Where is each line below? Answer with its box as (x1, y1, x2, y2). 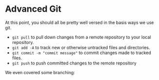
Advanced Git (5, 3, 62, 15)
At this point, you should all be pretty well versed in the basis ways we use (5, 20, 154, 25)
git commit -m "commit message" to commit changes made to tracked (12, 50, 151, 56)
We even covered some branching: (5, 69, 75, 75)
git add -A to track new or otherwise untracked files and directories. (12, 44, 150, 50)
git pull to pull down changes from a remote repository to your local (12, 34, 151, 40)
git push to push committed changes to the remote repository (12, 60, 137, 66)
